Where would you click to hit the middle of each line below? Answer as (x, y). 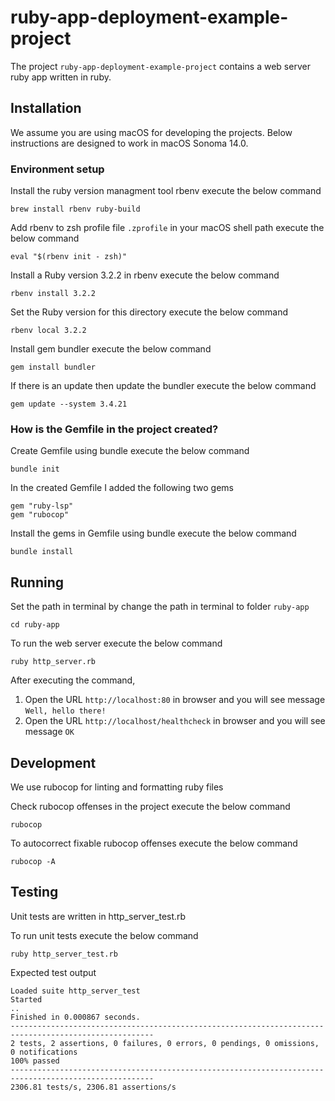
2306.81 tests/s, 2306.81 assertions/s (93, 1087)
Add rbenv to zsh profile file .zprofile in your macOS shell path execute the (167, 228)
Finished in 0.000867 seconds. (75, 1017)
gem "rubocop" (40, 515)
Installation (46, 108)
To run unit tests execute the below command (104, 935)
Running (37, 582)
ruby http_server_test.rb (64, 954)
